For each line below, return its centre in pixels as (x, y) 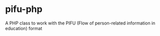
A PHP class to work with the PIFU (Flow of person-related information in (80, 23)
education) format (24, 28)
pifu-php (24, 9)
